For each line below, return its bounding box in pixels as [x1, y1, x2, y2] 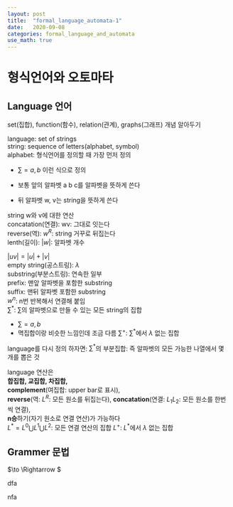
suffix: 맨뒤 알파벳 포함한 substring [7, 287, 107, 296]
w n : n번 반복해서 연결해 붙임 [7, 295, 86, 305]
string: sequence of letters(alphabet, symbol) [7, 142, 140, 151]
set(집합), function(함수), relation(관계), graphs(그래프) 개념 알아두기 [7, 120, 201, 129]
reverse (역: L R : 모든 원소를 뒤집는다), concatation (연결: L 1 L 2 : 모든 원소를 [7, 394, 213, 405]
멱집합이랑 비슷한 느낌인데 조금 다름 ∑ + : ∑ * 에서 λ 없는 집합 [17, 328, 180, 337]
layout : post [7, 10, 46, 18]
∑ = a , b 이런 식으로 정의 [17, 166, 87, 174]
